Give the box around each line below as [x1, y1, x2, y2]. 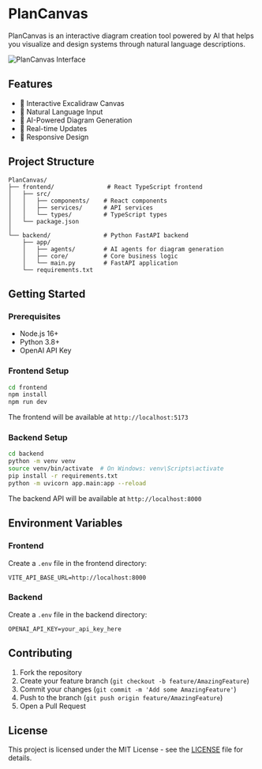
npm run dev [8, 398, 47, 406]
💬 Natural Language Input [19, 107, 103, 116]
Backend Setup [8, 432, 69, 443]
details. [8, 753, 32, 763]
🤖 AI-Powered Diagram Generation [19, 115, 133, 125]
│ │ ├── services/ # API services [8, 203, 154, 212]
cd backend [8, 450, 44, 458]
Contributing [8, 646, 73, 660]
